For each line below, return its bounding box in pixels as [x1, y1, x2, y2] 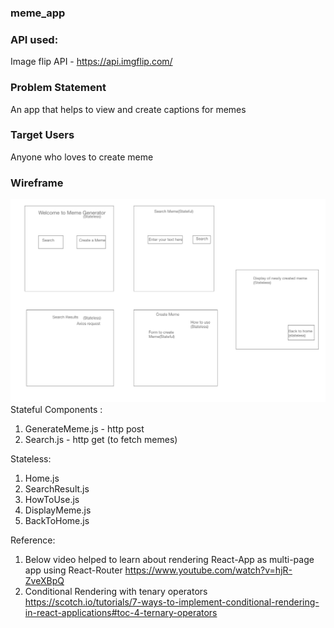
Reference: [10, 534, 56, 546]
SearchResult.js [24, 483, 90, 495]
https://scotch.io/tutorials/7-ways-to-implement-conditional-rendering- [24, 596, 320, 608]
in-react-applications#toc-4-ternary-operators [24, 607, 218, 619]
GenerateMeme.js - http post [24, 423, 145, 435]
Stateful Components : [10, 404, 103, 416]
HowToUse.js [24, 494, 80, 506]
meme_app [10, 6, 66, 20]
